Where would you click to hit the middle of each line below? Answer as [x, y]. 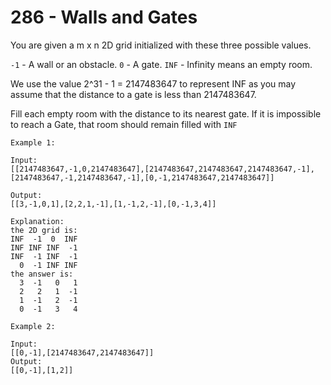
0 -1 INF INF [48, 265]
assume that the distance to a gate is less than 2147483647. [133, 94]
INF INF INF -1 [44, 247]
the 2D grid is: [44, 230]
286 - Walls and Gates [104, 17]
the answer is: [42, 274]
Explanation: [37, 221]
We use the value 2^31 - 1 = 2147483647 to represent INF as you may [153, 83]
